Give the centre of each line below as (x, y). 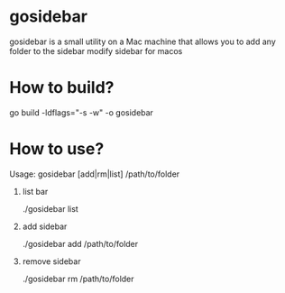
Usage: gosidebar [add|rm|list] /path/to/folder (95, 174)
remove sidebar (51, 261)
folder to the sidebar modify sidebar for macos (96, 50)
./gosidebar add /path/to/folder (80, 243)
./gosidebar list (50, 208)
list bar (35, 191)
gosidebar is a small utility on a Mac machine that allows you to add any (143, 41)
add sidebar (45, 226)
